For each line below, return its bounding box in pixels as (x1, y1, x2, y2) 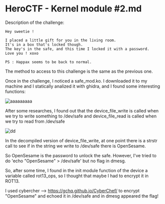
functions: (5, 88, 26, 95)
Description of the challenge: (5, 19, 64, 25)
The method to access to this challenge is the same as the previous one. (5, 68, 153, 74)
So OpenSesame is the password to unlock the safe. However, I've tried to (5, 152, 157, 158)
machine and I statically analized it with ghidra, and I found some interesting (5, 83, 160, 89)
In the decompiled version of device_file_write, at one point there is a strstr (5, 137, 158, 143)
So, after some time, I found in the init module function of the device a (5, 167, 148, 173)
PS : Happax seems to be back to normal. (5, 59, 92, 65)
